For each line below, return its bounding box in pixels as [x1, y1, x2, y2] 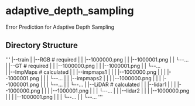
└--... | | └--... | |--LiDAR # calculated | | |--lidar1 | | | [50, 81, 176, 88]
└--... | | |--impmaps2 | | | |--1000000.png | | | [50, 74, 162, 81]
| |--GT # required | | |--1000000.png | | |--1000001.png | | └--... [5, 62, 161, 69]
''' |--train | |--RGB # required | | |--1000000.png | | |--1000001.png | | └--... [5, 56, 189, 63]
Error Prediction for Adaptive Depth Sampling [5, 23, 115, 30]
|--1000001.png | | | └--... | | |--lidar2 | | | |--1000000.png [50, 87, 190, 94]
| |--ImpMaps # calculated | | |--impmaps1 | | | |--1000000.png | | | [5, 69, 166, 76]
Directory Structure [5, 40, 78, 50]
